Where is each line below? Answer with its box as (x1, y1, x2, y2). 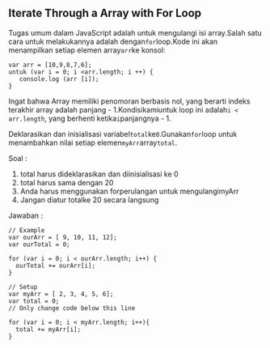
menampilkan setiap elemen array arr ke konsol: (8, 45, 166, 55)
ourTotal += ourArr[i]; (15, 261, 95, 269)
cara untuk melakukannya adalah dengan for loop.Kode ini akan (8, 36, 218, 46)
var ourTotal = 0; (8, 240, 70, 248)
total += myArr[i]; (15, 325, 82, 333)
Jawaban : (8, 210, 43, 220)
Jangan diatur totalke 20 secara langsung (19, 194, 159, 205)
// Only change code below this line (8, 303, 136, 312)
